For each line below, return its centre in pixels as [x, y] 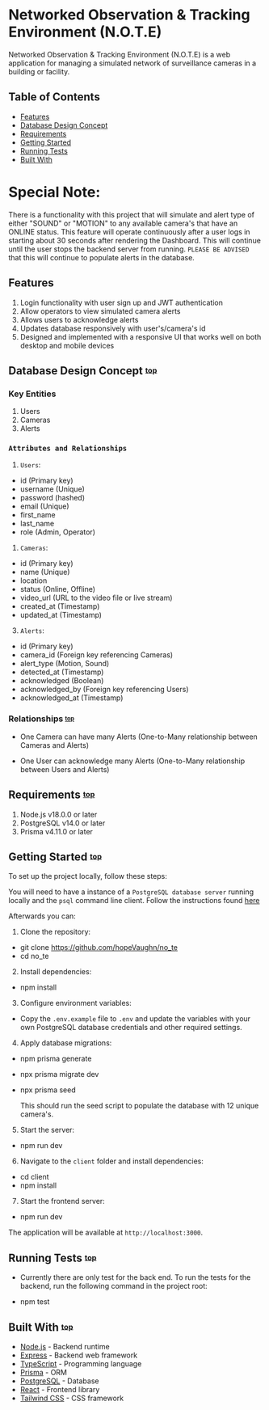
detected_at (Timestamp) [62, 672]
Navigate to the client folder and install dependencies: [112, 1161]
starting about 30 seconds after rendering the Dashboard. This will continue [134, 240]
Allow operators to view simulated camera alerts [100, 311]
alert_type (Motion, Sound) [65, 664]
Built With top [41, 1327]
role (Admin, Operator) [57, 532]
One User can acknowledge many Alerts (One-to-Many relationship [132, 761]
